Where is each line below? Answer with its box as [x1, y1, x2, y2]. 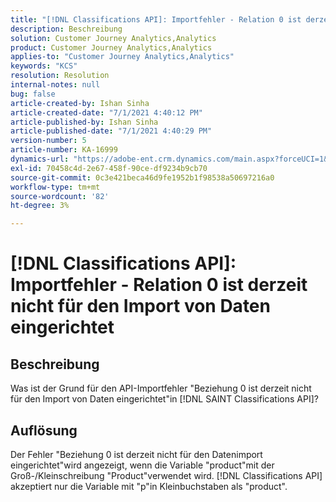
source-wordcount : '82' [10, 191, 110, 201]
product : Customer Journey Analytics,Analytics [10, 42, 213, 53]
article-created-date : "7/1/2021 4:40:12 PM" [10, 107, 203, 118]
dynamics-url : [10, 154, 70, 164]
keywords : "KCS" [10, 61, 78, 71]
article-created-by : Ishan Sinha [10, 98, 150, 108]
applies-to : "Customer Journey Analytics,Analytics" [10, 52, 235, 62]
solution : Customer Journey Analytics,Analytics [10, 33, 217, 43]
